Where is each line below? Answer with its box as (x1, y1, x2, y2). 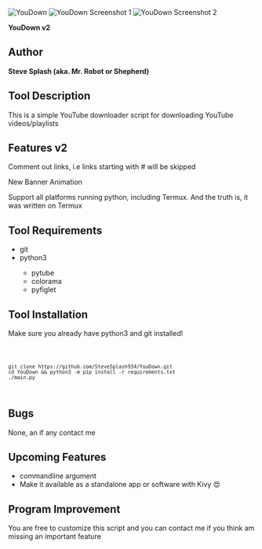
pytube (31, 268, 55, 278)
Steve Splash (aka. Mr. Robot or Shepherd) (8, 66, 150, 76)
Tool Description (8, 90, 91, 103)
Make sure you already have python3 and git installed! (8, 329, 184, 338)
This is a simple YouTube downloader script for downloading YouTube (8, 110, 234, 120)
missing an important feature (8, 532, 102, 541)
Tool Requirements (8, 223, 103, 237)
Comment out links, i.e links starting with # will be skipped (8, 162, 196, 171)
